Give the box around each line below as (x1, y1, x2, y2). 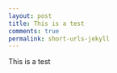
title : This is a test (8, 19, 85, 28)
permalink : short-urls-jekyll (8, 34, 111, 43)
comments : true (8, 27, 60, 35)
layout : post (8, 11, 52, 20)
